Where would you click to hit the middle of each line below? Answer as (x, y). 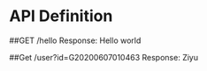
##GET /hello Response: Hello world (75, 40)
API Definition (61, 16)
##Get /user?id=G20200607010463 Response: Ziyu (104, 57)
